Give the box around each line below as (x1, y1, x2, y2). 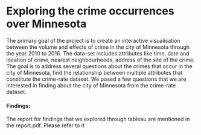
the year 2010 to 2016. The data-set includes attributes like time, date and (6, 49, 190, 57)
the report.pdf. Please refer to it (6, 122, 85, 129)
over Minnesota (6, 17, 87, 31)
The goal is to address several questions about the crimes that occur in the (6, 62, 193, 70)
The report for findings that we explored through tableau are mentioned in (6, 116, 190, 123)
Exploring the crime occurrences (6, 4, 174, 18)
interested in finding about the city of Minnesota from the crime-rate (6, 81, 176, 89)
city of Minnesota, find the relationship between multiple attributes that (6, 69, 183, 76)
